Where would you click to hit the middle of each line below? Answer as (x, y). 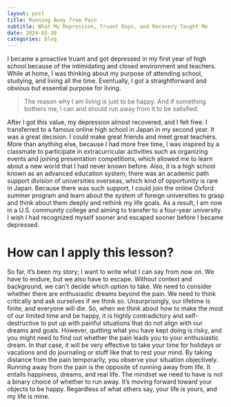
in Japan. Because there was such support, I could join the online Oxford (111, 188)
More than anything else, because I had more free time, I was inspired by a (113, 144)
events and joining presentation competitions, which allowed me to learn (110, 159)
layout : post (26, 13)
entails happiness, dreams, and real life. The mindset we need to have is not (115, 375)
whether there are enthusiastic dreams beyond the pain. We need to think (111, 294)
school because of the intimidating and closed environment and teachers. (112, 66)
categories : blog (32, 39)
